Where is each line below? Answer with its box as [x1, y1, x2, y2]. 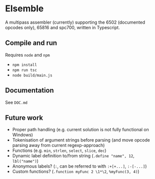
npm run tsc [12, 68, 37, 72]
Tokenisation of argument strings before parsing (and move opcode [12, 137, 150, 143]
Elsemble [5, 3, 44, 14]
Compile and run [5, 39, 57, 47]
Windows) [12, 132, 33, 138]
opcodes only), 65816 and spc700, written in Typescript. [5, 24, 120, 30]
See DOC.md [5, 99, 28, 105]
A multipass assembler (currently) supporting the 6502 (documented [5, 19, 146, 25]
